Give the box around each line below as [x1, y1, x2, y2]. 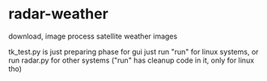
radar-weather [8, 5, 109, 23]
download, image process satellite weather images [8, 31, 178, 41]
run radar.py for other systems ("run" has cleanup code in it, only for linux [8, 55, 255, 65]
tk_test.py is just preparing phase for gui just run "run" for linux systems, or [8, 47, 259, 56]
